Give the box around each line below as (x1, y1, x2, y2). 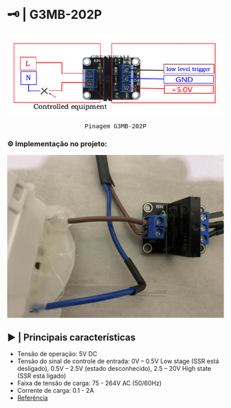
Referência (16, 394, 48, 402)
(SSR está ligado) (16, 371, 67, 380)
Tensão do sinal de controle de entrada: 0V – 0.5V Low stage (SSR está (16, 357, 219, 365)
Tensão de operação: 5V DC (16, 350, 98, 358)
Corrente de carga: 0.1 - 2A (16, 387, 94, 395)
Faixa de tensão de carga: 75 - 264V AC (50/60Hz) (16, 379, 162, 387)
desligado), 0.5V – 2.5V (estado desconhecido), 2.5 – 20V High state (16, 365, 212, 373)
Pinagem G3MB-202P (85, 123, 146, 130)
